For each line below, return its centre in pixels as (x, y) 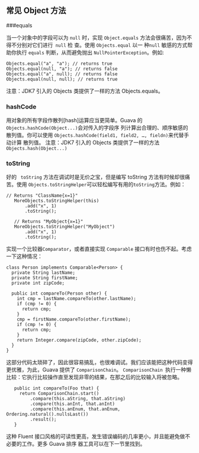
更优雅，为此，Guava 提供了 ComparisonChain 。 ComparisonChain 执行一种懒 (99, 370)
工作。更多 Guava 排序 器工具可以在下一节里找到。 (84, 444)
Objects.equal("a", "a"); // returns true (59, 63)
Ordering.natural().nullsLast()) (47, 414)
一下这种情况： (24, 256)
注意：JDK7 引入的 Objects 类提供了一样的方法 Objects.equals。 (85, 91)
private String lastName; (44, 273)
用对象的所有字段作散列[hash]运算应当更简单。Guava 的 (74, 120)
